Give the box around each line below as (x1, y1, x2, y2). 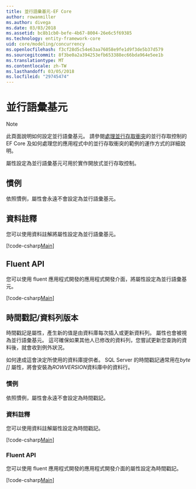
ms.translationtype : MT (6, 57, 64, 63)
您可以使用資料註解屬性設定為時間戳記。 (6, 425, 104, 432)
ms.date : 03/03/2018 (6, 25, 57, 31)
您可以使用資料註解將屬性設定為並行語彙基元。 (6, 230, 119, 237)
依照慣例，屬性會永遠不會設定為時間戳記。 (6, 394, 109, 401)
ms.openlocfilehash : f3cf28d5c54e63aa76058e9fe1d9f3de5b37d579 (6, 47, 164, 53)
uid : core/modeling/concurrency (6, 42, 85, 47)
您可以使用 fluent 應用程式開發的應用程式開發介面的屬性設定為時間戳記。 (6, 465, 182, 472)
